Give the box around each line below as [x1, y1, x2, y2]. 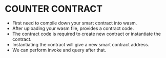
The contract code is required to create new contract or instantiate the [12, 31, 161, 37]
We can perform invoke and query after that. [12, 47, 106, 53]
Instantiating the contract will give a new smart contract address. [12, 41, 150, 47]
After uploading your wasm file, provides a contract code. [12, 25, 134, 31]
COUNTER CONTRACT [5, 3, 103, 15]
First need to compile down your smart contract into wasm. [12, 20, 137, 26]
